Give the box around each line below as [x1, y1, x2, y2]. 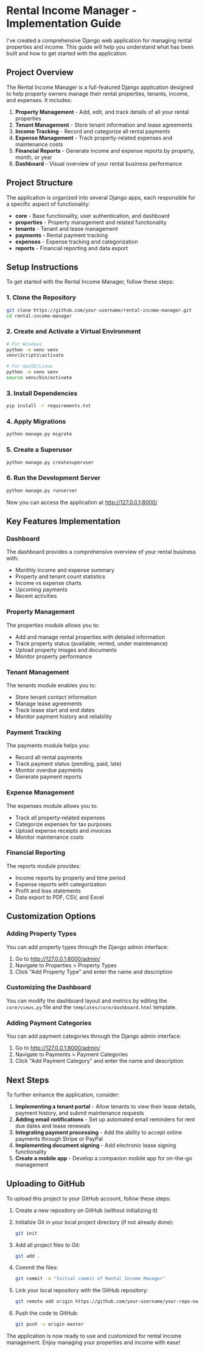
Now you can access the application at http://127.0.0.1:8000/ [6, 499, 158, 506]
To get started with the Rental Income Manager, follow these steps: [6, 278, 175, 285]
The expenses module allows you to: [6, 802, 99, 810]
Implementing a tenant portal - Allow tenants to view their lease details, [15, 1102, 197, 1110]
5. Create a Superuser [6, 446, 72, 454]
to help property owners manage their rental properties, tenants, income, [6, 89, 189, 97]
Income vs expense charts [15, 580, 82, 587]
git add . [15, 1253, 41, 1259]
